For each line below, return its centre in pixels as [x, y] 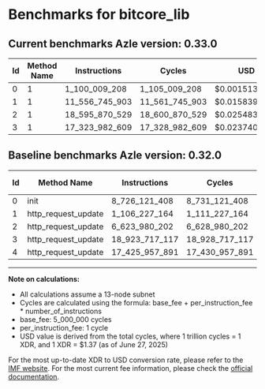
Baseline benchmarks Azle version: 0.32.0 [115, 155]
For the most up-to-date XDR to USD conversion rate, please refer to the [126, 360]
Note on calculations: [44, 279]
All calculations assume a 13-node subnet [87, 294]
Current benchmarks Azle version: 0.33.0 [113, 44]
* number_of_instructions [61, 311]
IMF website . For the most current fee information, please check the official [131, 368]
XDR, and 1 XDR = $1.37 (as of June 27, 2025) [93, 344]
